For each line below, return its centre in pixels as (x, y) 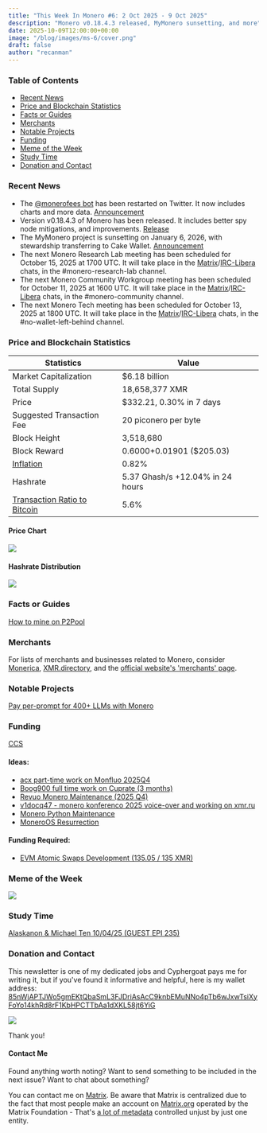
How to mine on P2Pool (46, 621)
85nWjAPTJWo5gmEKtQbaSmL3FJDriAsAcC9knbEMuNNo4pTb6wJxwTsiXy (133, 996)
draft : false (30, 45)
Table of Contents (44, 80)
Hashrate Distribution (44, 566)
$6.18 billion (145, 376)
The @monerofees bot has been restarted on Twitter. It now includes (132, 203)
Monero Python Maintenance (67, 813)
